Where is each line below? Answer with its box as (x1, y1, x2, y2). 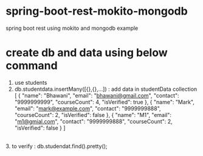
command (5, 59, 58, 73)
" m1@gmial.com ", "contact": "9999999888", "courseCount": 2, (14, 118, 173, 125)
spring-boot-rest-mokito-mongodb (5, 4, 188, 18)
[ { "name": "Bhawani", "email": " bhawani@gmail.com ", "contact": (14, 91, 180, 99)
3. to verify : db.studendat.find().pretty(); (5, 142, 108, 150)
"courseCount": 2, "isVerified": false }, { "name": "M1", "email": (14, 111, 171, 118)
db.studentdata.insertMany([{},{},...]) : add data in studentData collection (14, 85, 198, 93)
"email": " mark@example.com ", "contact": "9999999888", (14, 105, 162, 112)
